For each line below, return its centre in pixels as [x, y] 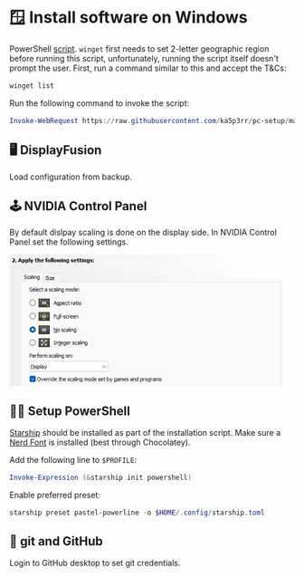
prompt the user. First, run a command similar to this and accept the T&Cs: [148, 68]
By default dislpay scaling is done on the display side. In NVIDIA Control [143, 233]
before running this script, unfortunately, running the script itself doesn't [144, 58]
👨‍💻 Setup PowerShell [70, 412]
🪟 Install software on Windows [129, 18]
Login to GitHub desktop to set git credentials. [95, 563]
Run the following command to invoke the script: [100, 103]
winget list [32, 86]
